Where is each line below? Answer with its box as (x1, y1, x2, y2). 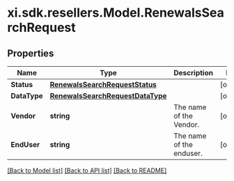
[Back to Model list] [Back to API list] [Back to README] (7, 166, 167, 175)
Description (173, 68, 214, 77)
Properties (7, 47, 54, 59)
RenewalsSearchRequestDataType (49, 91, 167, 100)
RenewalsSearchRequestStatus (49, 80, 157, 89)
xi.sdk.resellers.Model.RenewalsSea (7, 5, 224, 21)
